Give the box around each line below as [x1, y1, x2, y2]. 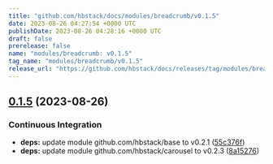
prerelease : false [8, 42, 71, 50]
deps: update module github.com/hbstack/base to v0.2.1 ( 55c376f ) [19, 137, 245, 147]
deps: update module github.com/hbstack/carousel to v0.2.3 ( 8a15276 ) [19, 146, 260, 156]
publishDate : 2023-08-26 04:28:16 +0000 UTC [8, 27, 162, 35]
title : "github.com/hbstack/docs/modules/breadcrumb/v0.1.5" [8, 11, 220, 20]
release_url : [8, 65, 53, 73]
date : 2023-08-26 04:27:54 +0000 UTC [8, 19, 136, 28]
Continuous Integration [8, 119, 102, 131]
